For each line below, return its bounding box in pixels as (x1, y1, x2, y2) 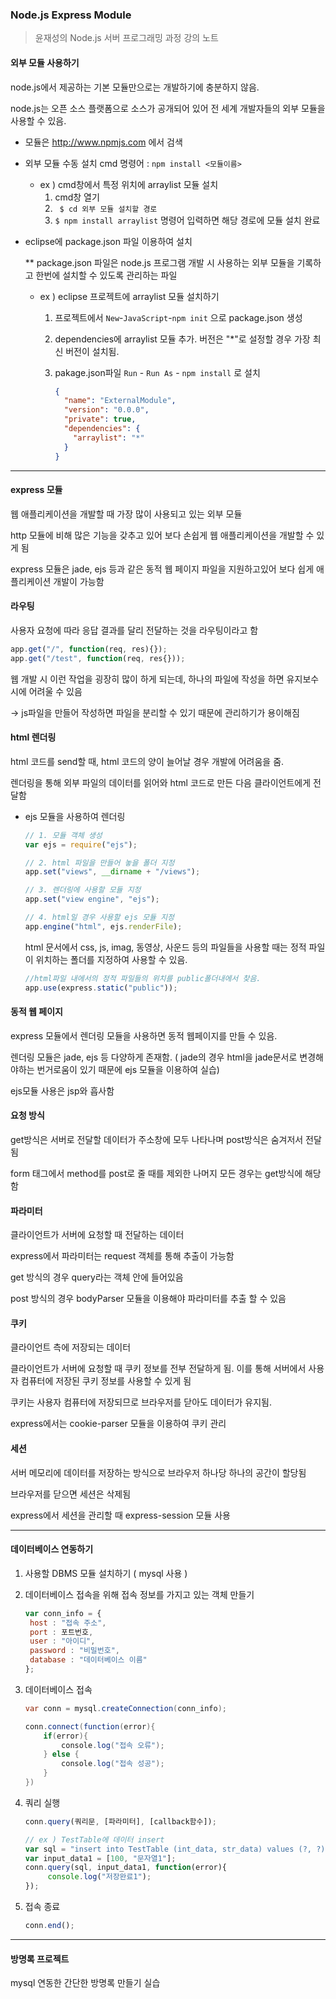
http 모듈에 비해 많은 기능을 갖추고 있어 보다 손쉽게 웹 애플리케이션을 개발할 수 (10, 529, 315, 541)
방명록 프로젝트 (10, 1953, 70, 1965)
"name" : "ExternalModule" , (63, 396, 177, 406)
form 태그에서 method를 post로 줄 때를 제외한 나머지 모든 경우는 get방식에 (10, 1168, 303, 1180)
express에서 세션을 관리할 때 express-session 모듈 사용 (10, 1509, 231, 1521)
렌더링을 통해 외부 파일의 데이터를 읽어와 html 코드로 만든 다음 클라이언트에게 (10, 776, 312, 788)
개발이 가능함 (53, 575, 105, 587)
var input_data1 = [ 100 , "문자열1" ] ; (24, 1853, 177, 1863)
